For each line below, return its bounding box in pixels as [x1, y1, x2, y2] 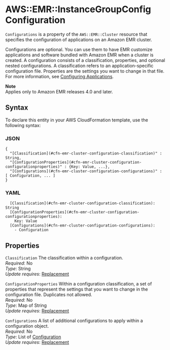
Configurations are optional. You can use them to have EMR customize [5, 46, 153, 52]
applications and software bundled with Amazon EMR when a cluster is [5, 52, 154, 58]
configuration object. [5, 323, 49, 329]
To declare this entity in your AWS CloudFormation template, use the [5, 117, 148, 123]
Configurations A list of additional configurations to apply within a [5, 317, 143, 324]
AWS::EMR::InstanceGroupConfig [5, 4, 151, 15]
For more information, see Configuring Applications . [5, 73, 114, 79]
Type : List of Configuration [5, 334, 61, 340]
